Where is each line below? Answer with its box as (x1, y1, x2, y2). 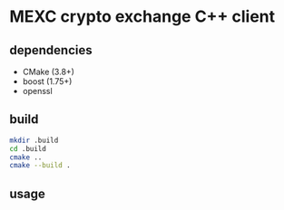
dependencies (9, 43, 93, 58)
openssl (22, 86, 53, 96)
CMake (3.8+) (22, 66, 75, 77)
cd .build (9, 144, 47, 153)
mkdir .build (9, 136, 59, 145)
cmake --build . (9, 161, 71, 170)
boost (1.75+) (22, 76, 73, 87)
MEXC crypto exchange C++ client (9, 6, 276, 27)
